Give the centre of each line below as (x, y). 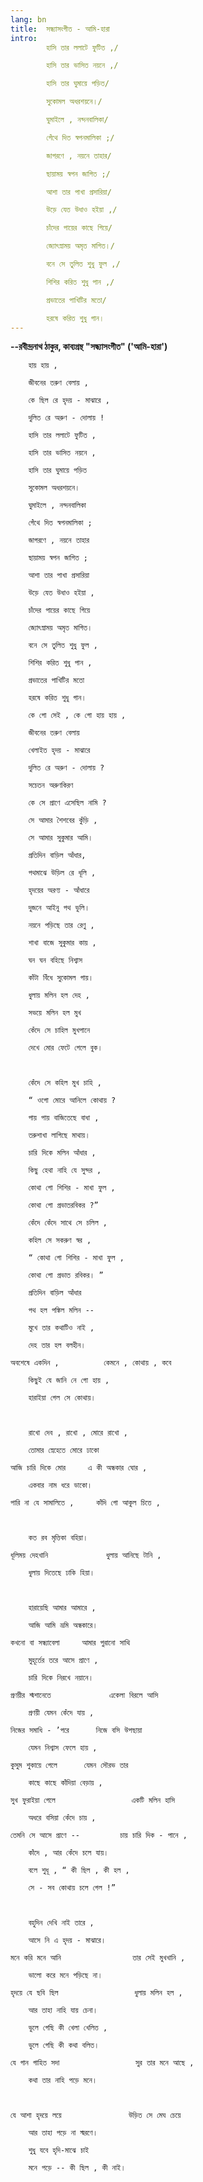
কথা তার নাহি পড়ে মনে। (63, 2081)
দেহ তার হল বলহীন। (57, 1346)
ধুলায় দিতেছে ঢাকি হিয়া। (61, 1573)
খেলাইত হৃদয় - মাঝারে (59, 751)
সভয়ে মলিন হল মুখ (55, 1013)
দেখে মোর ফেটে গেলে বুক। (65, 1048)
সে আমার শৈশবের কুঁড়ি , (63, 821)
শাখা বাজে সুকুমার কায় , (62, 943)
